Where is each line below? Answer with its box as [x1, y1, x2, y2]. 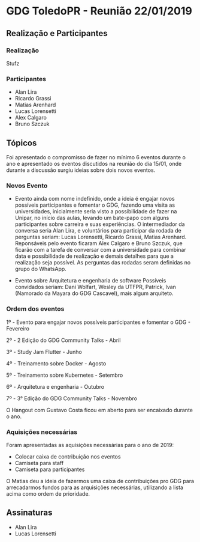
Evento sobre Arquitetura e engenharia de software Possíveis [14, 277, 166, 284]
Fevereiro [6, 324, 30, 332]
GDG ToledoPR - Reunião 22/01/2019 [6, 4, 193, 18]
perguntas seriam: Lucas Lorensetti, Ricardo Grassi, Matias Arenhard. [14, 233, 187, 241]
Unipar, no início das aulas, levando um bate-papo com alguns [14, 215, 169, 222]
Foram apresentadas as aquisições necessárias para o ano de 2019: [6, 441, 174, 448]
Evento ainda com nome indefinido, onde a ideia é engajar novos [14, 195, 175, 202]
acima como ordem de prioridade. [6, 490, 90, 497]
